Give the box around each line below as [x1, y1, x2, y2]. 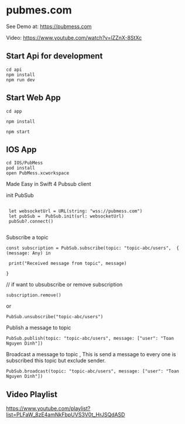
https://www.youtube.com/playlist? [6, 405, 91, 412]
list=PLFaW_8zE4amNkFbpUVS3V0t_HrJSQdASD [6, 411, 125, 418]
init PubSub [6, 192, 34, 199]
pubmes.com [6, 4, 72, 17]
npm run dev [6, 77, 35, 82]
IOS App [6, 144, 37, 154]
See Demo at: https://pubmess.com [6, 23, 92, 30]
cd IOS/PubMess [6, 160, 43, 166]
